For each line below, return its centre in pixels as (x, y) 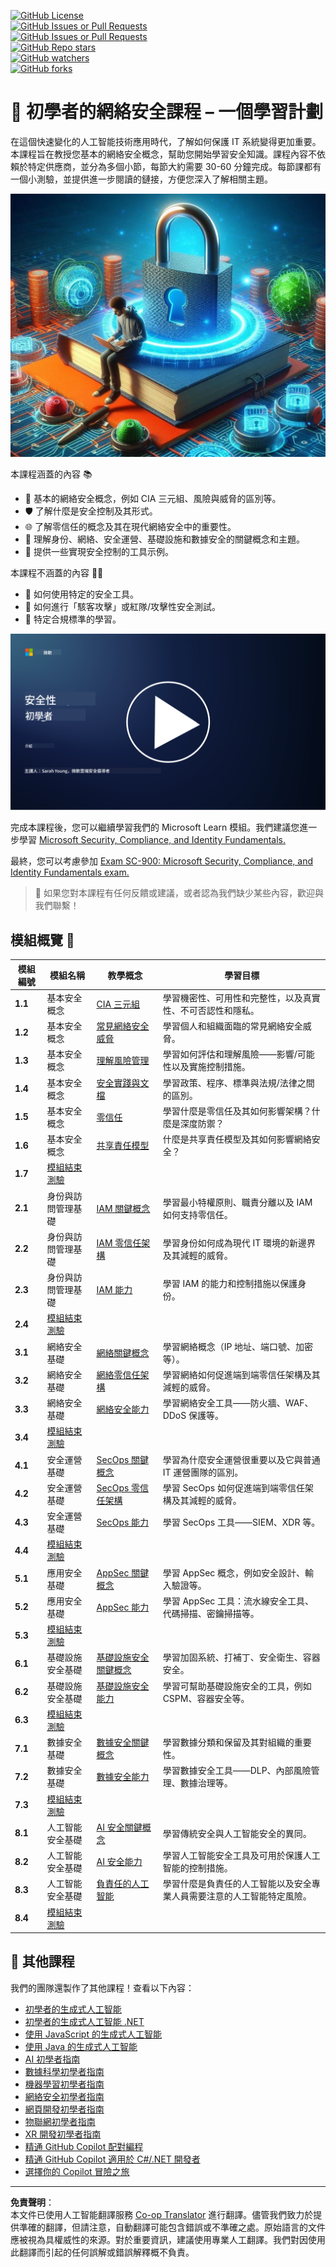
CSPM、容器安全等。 (206, 1698)
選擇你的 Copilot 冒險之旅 (77, 2171)
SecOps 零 (118, 1487)
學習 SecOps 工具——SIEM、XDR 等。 (241, 1522)
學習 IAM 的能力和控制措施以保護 (230, 1284)
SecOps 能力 (123, 1522)
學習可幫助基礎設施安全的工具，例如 (237, 1686)
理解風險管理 (123, 1061)
